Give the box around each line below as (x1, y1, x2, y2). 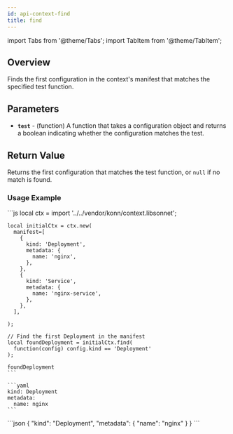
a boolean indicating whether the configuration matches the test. (17, 129, 204, 138)
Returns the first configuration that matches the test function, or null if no (7, 168, 220, 176)
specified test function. (7, 82, 74, 91)
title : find (7, 17, 42, 24)
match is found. (7, 175, 52, 183)
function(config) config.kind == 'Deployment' (13, 346, 152, 353)
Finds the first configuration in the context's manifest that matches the (7, 75, 211, 84)
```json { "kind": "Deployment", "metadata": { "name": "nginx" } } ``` (7, 419, 200, 428)
